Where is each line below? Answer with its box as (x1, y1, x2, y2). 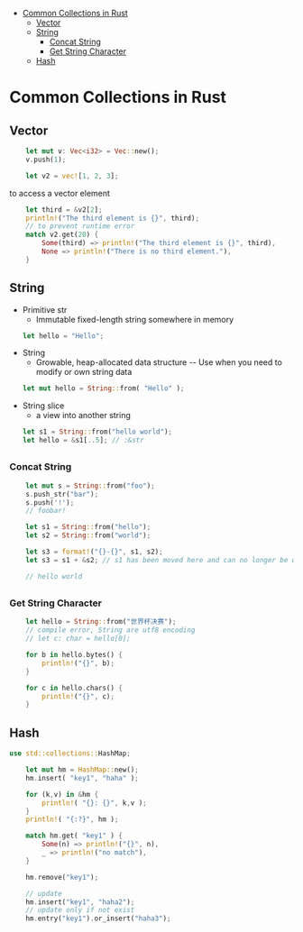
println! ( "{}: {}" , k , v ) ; (41, 798, 147, 808)
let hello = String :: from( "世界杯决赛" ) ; (25, 617, 177, 626)
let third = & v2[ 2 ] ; (25, 205, 103, 215)
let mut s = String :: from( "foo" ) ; (25, 481, 155, 490)
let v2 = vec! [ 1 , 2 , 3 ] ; (25, 171, 119, 180)
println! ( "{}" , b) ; (41, 658, 115, 668)
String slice (22, 400, 65, 411)
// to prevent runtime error (25, 222, 135, 231)
